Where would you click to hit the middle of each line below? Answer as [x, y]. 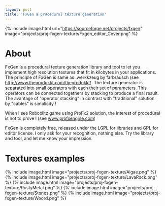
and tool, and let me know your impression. [49, 138]
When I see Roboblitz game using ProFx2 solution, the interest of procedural [82, 113]
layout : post [18, 10]
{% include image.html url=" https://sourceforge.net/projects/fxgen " [74, 28]
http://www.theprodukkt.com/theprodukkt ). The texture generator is [74, 83]
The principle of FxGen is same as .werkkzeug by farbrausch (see [72, 77]
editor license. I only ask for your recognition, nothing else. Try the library [80, 133]
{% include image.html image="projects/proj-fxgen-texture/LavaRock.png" [81, 177]
